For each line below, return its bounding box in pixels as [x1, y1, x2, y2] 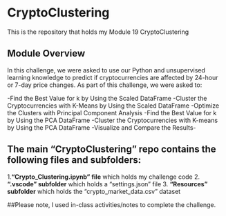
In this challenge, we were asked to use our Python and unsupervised [7, 66, 206, 74]
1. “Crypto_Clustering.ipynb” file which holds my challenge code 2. [7, 173, 200, 181]
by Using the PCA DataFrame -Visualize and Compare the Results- [7, 123, 196, 132]
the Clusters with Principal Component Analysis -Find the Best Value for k [7, 108, 217, 117]
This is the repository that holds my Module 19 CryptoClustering [7, 28, 189, 36]
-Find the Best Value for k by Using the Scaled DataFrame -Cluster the [7, 94, 207, 102]
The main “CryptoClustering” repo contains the [7, 144, 216, 155]
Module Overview [7, 48, 86, 59]
